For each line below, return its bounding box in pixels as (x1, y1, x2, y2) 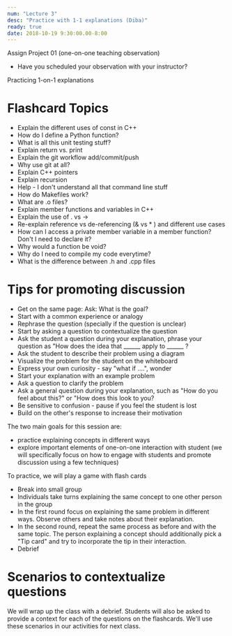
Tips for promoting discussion (7, 282, 186, 298)
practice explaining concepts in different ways (17, 436, 150, 445)
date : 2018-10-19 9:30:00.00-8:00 (7, 29, 108, 37)
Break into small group (17, 485, 82, 493)
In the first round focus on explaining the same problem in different (17, 507, 210, 516)
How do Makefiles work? (17, 190, 89, 199)
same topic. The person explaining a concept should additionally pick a (17, 530, 222, 538)
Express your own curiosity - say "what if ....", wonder (17, 364, 172, 373)
